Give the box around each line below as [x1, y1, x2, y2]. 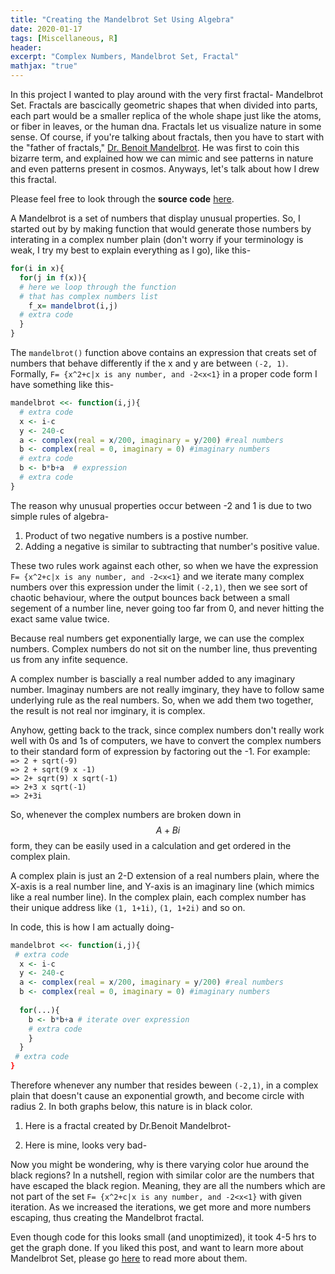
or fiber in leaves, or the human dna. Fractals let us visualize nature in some [10, 121, 322, 132]
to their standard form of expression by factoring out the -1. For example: [10, 745, 311, 757]
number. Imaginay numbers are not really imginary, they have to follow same [10, 683, 325, 695]
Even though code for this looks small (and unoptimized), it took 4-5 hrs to [10, 1231, 317, 1243]
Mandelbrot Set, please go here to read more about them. [10, 1252, 248, 1264]
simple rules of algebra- [10, 510, 110, 522]
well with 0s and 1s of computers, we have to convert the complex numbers [10, 734, 322, 746]
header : [10, 42, 43, 53]
